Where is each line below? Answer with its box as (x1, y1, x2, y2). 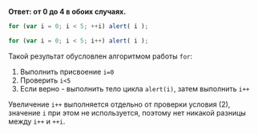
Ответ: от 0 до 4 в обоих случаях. (8, 7, 127, 16)
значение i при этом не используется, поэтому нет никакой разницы (8, 108, 247, 117)
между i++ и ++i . (8, 116, 66, 126)
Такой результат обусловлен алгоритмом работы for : (8, 51, 193, 61)
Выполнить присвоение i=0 (19, 67, 115, 76)
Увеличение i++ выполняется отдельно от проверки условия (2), (8, 99, 231, 109)
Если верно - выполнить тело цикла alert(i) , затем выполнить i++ (19, 83, 250, 93)
